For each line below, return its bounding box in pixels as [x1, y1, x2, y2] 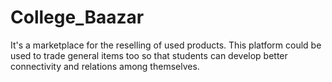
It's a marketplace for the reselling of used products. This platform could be [10, 39, 322, 51]
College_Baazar [10, 6, 145, 29]
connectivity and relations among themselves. [10, 60, 200, 72]
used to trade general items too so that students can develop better [10, 49, 288, 61]
